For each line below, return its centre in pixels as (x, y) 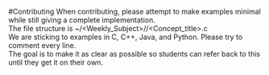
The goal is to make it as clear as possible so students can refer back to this (134, 54)
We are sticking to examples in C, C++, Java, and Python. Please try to (126, 37)
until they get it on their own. (56, 62)
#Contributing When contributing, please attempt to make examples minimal (135, 12)
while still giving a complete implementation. (82, 20)
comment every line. (42, 45)
